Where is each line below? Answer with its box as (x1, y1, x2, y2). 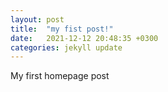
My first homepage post (10, 70, 110, 82)
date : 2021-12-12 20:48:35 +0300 (10, 33, 159, 43)
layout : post (10, 14, 65, 25)
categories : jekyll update (10, 42, 123, 53)
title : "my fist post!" (10, 24, 114, 34)
